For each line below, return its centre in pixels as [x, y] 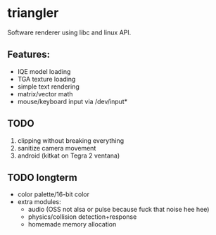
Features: [29, 55]
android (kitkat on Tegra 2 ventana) [69, 155]
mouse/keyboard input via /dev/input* [72, 101]
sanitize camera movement [57, 148]
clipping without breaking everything [71, 140]
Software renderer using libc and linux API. [69, 32]
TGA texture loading [46, 79]
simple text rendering [48, 87]
